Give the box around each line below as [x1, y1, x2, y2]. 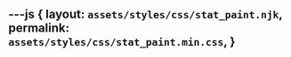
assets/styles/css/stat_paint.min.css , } [8, 34, 236, 49]
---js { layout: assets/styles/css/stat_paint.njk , [8, 7, 283, 22]
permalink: [8, 21, 70, 36]
